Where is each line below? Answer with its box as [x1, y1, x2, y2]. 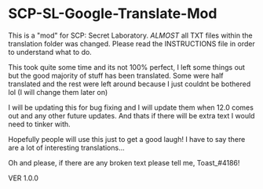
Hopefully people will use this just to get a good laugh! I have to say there [8, 134, 246, 144]
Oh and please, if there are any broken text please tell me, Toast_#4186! [8, 158, 240, 167]
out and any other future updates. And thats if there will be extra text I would [8, 111, 255, 120]
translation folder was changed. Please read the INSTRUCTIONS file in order [8, 38, 255, 48]
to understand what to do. [8, 47, 92, 56]
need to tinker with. [8, 119, 71, 129]
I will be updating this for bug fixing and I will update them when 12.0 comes [8, 103, 254, 112]
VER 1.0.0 [8, 173, 39, 183]
